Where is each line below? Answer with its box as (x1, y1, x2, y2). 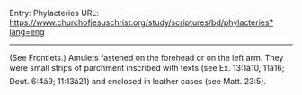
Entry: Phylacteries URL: (9, 8, 100, 18)
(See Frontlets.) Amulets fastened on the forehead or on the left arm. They (9, 53, 284, 63)
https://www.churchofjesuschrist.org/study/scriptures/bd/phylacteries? (9, 17, 274, 28)
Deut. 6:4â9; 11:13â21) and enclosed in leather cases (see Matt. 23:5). (9, 76, 267, 86)
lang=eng (9, 27, 45, 37)
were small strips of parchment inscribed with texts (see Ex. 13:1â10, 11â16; (9, 63, 285, 73)
